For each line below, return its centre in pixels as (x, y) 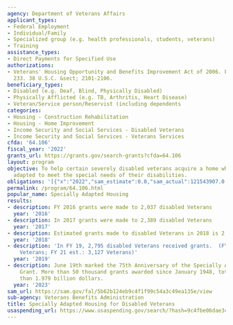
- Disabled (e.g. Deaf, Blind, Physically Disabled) (85, 91)
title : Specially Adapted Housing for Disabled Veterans (91, 304)
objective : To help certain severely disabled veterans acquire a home (113, 168)
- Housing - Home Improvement (51, 123)
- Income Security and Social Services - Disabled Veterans (96, 130)
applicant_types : (32, 20)
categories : (24, 110)
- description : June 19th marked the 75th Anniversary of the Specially (114, 265)
